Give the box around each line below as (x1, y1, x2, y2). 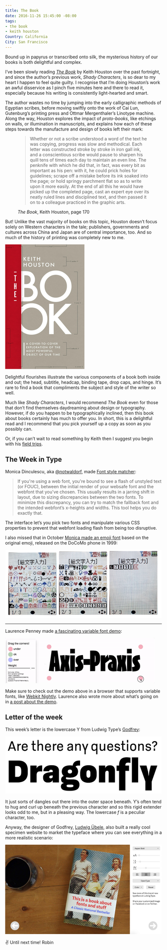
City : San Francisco (5, 40, 48, 45)
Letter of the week (5, 713, 63, 722)
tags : (5, 18, 16, 23)
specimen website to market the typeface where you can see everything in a (5, 829, 162, 835)
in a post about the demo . (5, 698, 58, 704)
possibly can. (5, 426, 33, 432)
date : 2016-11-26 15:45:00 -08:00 (5, 13, 77, 18)
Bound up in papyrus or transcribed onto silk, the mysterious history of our (5, 54, 158, 60)
